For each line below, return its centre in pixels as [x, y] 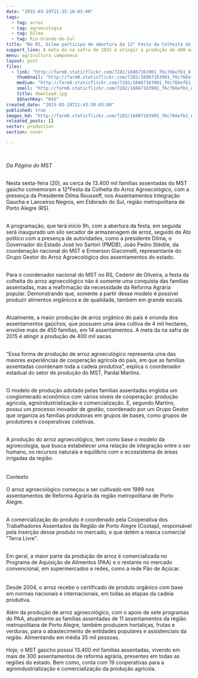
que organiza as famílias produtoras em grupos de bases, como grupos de [97, 415]
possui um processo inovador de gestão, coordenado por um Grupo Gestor [98, 409]
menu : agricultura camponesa [42, 55]
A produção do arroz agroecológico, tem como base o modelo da [85, 439]
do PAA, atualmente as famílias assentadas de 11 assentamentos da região [96, 619]
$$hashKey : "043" [38, 99]
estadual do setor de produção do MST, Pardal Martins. [73, 372]
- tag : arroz [27, 22]
